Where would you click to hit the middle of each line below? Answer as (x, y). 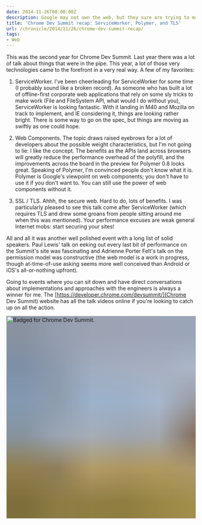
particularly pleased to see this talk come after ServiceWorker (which (100, 207)
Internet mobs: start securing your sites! (65, 226)
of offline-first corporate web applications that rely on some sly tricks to (104, 94)
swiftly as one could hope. (47, 126)
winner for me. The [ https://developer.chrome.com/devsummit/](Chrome (96, 295)
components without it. (43, 189)
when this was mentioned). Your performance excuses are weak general (105, 220)
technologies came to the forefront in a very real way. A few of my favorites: (100, 70)
